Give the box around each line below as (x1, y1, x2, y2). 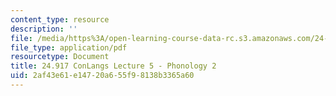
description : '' (10, 24, 78, 34)
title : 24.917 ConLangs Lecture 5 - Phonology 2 (10, 61, 217, 71)
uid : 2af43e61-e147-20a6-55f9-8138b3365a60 (10, 71, 195, 81)
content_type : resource (10, 14, 110, 25)
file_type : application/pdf (10, 42, 128, 53)
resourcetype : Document (10, 52, 110, 62)
